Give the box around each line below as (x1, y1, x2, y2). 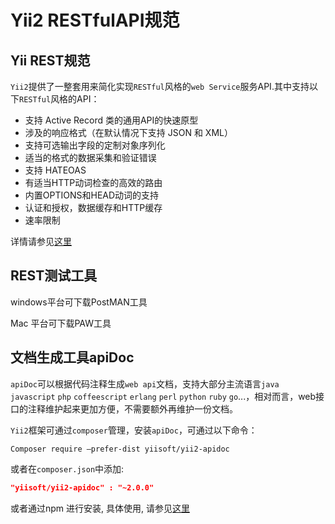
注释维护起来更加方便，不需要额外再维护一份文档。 (27, 402, 238, 415)
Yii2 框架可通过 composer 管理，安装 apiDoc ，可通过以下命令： (10, 424, 258, 436)
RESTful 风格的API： (19, 93, 100, 105)
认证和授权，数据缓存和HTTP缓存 (24, 202, 163, 213)
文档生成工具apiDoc (10, 349, 135, 366)
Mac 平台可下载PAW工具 (10, 317, 112, 329)
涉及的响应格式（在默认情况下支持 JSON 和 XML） (24, 127, 233, 138)
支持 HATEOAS (24, 164, 87, 176)
